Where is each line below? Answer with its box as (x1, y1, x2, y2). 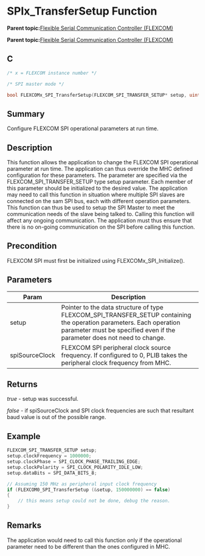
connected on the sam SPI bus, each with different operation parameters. (7, 198, 191, 204)
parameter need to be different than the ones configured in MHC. (7, 543, 170, 550)
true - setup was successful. (7, 395, 78, 403)
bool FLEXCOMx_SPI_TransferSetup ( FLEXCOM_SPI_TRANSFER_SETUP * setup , (7, 92, 187, 98)
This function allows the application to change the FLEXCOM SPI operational (7, 159, 199, 165)
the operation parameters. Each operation (61, 318, 181, 327)
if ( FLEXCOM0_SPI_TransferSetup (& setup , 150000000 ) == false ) (7, 487, 171, 493)
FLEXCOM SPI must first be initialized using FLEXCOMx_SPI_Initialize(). (7, 257, 185, 264)
